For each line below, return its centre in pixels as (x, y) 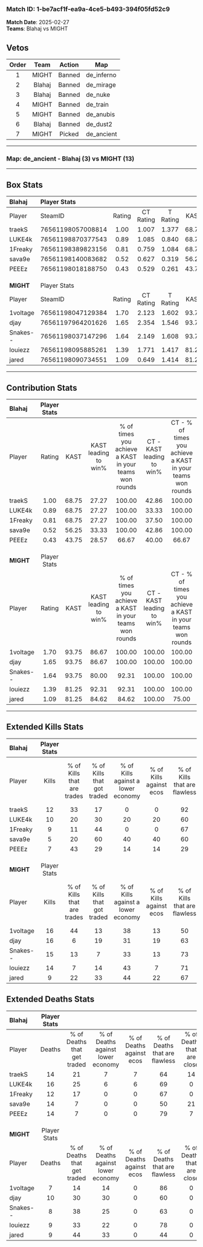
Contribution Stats (42, 387)
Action (69, 65)
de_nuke (98, 95)
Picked (69, 134)
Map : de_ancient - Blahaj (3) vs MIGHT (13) (70, 159)
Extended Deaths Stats (50, 999)
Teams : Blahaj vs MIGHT (37, 28)
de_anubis (100, 115)
